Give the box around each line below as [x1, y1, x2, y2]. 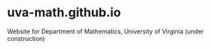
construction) [7, 34, 45, 42]
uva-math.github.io [7, 5, 122, 20]
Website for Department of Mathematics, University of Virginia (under [7, 27, 204, 35]
